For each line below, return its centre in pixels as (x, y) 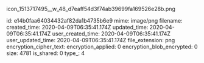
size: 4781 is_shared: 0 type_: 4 (46, 53)
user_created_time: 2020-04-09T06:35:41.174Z (111, 34)
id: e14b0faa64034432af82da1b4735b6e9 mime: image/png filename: (94, 20)
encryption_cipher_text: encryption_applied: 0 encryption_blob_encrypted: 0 (102, 46)
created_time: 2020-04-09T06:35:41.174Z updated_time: (77, 27)
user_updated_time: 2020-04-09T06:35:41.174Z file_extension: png (91, 40)
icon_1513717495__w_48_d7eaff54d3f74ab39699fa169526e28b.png (91, 9)
